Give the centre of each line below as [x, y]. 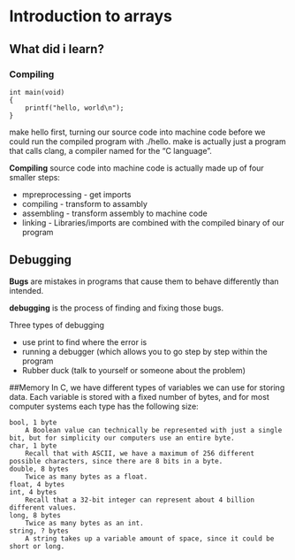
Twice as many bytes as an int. [84, 523]
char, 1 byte [33, 445]
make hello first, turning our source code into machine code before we [137, 132]
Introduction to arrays [91, 16]
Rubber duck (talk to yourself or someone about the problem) [133, 370]
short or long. [37, 546]
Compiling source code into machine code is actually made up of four [137, 168]
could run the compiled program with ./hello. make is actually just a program [148, 141]
